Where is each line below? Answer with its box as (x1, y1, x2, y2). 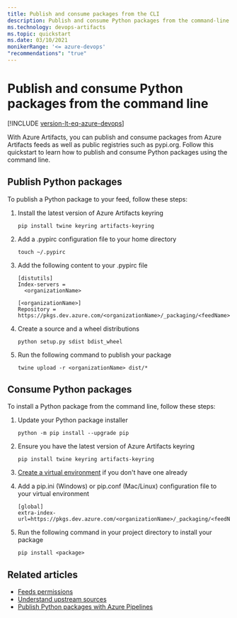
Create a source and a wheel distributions (17, 324, 140, 333)
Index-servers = (17, 281, 66, 288)
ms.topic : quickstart (7, 30, 71, 38)
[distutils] (17, 275, 53, 282)
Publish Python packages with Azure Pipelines (17, 602, 154, 611)
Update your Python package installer (17, 416, 129, 424)
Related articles (7, 568, 78, 580)
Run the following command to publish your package (17, 351, 172, 359)
